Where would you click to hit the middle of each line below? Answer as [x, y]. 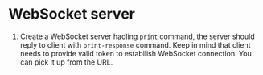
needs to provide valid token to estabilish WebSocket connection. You [136, 53]
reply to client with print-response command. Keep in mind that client [135, 44]
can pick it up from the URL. [66, 62]
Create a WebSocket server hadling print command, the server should [137, 36]
